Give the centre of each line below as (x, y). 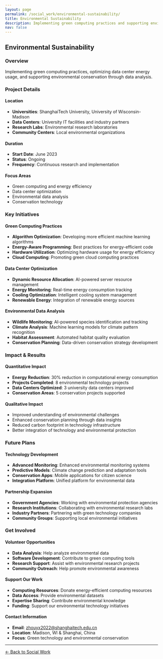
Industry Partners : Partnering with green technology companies (77, 513)
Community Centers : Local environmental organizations (68, 132)
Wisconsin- (130, 112)
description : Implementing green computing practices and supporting (77, 23)
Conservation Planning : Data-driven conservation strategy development (85, 342)
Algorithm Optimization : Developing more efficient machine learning (81, 237)
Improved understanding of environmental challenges (66, 415)
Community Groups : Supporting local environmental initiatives (75, 518)
